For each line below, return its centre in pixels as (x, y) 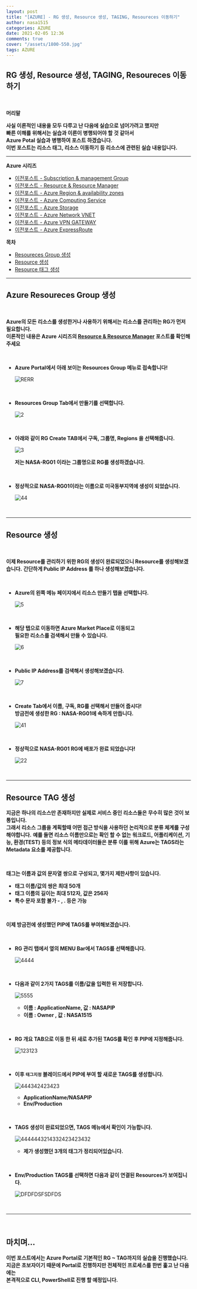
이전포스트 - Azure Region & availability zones (69, 192)
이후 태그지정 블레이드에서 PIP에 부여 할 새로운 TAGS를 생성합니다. (89, 1074)
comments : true (25, 39)
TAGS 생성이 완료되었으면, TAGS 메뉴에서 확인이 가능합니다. (83, 1127)
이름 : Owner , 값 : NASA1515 (58, 1015)
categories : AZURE (28, 28)
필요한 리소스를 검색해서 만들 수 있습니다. (61, 636)
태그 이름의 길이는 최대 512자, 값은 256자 (61, 893)
